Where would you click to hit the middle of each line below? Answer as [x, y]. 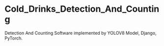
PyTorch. [14, 38]
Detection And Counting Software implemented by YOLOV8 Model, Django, [81, 33]
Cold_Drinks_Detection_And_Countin [82, 9]
